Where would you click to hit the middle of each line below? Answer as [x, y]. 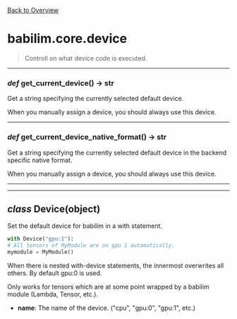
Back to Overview [33, 10]
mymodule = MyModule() [41, 252]
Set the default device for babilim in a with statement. [85, 226]
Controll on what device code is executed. [86, 58]
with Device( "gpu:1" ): [41, 239]
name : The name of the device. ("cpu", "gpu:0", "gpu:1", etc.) [107, 308]
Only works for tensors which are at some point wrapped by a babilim [108, 287]
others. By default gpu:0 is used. [55, 273]
